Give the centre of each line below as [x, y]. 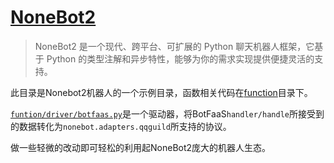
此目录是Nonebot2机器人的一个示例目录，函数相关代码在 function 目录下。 [161, 92]
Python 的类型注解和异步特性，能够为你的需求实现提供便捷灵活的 [180, 58]
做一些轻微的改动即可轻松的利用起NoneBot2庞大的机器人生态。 [141, 147]
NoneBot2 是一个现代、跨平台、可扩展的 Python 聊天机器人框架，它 [174, 46]
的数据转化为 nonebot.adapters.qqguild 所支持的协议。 [121, 126]
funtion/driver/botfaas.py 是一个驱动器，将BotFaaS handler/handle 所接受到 [167, 113]
